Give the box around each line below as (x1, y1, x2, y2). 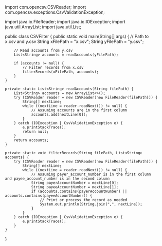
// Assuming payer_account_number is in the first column (31, 172, 151, 177)
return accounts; (14, 138, 49, 143)
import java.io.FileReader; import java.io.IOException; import (5, 19, 126, 24)
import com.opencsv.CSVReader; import (5, 4, 86, 10)
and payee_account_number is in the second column (5, 176, 110, 181)
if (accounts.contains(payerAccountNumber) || (31, 189, 127, 194)
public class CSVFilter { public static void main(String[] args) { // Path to (5, 34, 149, 39)
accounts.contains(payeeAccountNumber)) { (5, 193, 92, 198)
